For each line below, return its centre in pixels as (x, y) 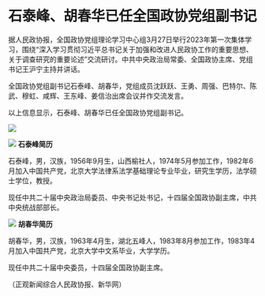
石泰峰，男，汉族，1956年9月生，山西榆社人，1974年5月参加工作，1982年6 (131, 161)
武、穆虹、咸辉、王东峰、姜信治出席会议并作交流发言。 (98, 96)
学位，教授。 (35, 180)
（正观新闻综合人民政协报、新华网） (67, 284)
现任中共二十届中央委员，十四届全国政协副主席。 (88, 267)
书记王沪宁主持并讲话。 (46, 69)
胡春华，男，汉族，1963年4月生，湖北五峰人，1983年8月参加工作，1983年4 (131, 241)
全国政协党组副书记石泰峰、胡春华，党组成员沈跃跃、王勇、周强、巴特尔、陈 (132, 86)
